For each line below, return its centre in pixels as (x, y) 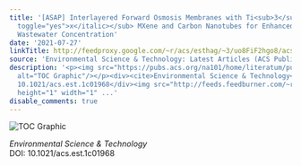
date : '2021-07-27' (46, 43)
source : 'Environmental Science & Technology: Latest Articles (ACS (140, 59)
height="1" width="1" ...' (68, 92)
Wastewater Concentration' (68, 34)
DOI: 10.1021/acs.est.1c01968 (62, 153)
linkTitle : (30, 51)
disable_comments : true (54, 101)
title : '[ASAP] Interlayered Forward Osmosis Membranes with (126, 17)
